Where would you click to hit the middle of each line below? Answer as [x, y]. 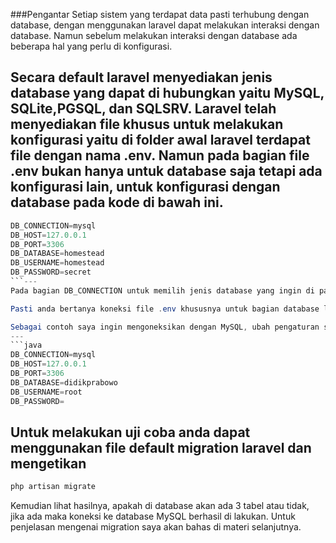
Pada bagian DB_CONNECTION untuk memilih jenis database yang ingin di [162, 290]
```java [26, 345]
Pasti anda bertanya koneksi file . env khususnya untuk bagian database [165, 309]
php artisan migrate [53, 487]
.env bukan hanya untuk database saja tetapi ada [166, 171]
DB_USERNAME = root [46, 392]
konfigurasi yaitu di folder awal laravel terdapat [160, 140]
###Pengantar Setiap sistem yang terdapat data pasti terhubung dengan [160, 14]
